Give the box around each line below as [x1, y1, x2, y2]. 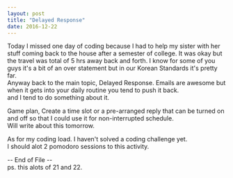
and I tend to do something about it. [7, 94, 110, 102]
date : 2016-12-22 [7, 23, 58, 30]
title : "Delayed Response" [7, 17, 86, 24]
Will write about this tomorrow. [7, 122, 95, 130]
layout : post [7, 10, 45, 17]
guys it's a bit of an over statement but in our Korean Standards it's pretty [7, 64, 218, 73]
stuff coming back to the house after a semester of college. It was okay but [7, 49, 223, 57]
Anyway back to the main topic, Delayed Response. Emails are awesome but [7, 79, 226, 87]
